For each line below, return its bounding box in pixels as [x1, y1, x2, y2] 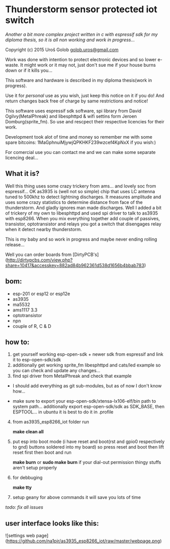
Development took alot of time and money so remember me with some [5, 134, 153, 140]
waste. [5, 62, 19, 68]
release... [5, 241, 25, 248]
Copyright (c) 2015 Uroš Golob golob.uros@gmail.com [5, 46, 119, 53]
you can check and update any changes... [12, 368, 100, 374]
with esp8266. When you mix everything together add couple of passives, [5, 215, 160, 221]
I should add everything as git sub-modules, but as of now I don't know [12, 383, 162, 389]
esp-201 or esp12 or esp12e [12, 291, 70, 297]
